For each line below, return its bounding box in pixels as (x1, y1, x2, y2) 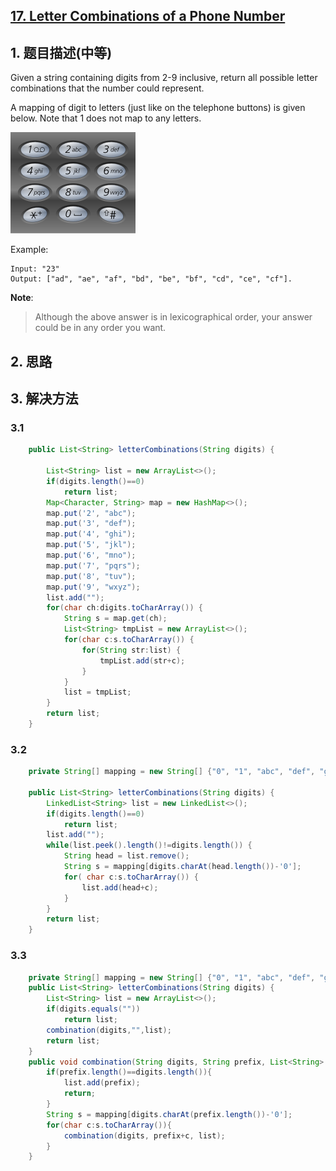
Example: (10, 244, 49, 256)
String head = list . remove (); (63, 851, 190, 861)
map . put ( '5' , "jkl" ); (46, 540, 137, 550)
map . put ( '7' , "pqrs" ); (46, 560, 141, 571)
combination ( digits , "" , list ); (46, 1025, 172, 1035)
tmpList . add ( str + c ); (99, 655, 186, 666)
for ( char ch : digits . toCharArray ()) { (46, 603, 203, 613)
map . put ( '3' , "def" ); (46, 519, 137, 529)
